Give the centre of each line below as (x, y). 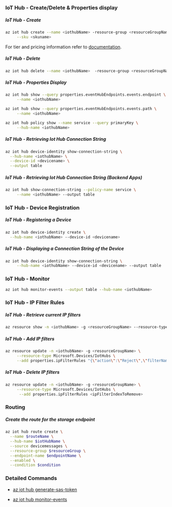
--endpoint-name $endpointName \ (46, 456)
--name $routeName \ (32, 437)
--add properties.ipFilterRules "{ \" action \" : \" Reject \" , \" (82, 361)
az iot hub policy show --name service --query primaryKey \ (72, 123)
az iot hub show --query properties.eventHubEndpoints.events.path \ (81, 109)
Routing (15, 407)
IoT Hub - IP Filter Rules (35, 303)
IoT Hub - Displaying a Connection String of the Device (65, 249)
